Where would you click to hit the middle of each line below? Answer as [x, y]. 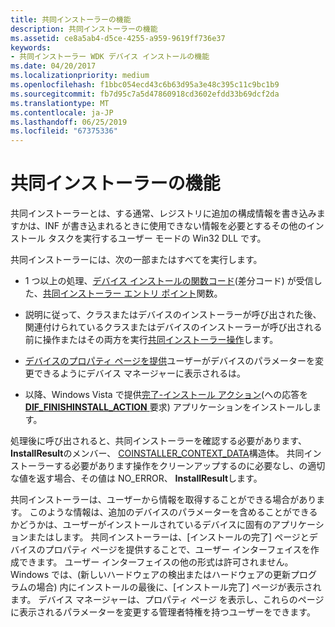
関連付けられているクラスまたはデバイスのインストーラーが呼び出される [173, 327]
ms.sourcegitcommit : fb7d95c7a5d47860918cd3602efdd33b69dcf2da [145, 94]
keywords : [31, 47]
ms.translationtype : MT [60, 103]
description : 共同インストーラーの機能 [84, 29]
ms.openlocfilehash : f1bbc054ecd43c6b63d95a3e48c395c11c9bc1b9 [145, 85]
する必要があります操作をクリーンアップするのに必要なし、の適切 [189, 466]
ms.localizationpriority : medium [80, 76]
